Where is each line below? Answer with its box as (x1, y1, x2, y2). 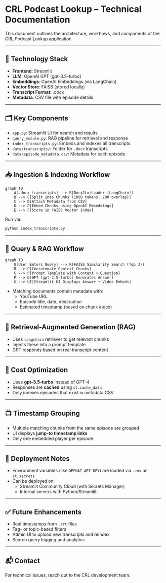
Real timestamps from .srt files (12, 521, 77, 527)
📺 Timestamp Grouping (5, 409, 80, 418)
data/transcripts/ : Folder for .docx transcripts (12, 146, 108, 151)
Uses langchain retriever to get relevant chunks (12, 336, 109, 342)
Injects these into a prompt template (12, 341, 86, 347)
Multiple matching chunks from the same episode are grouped (12, 425, 139, 431)
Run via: (5, 217, 22, 222)
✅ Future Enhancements (5, 508, 82, 516)
